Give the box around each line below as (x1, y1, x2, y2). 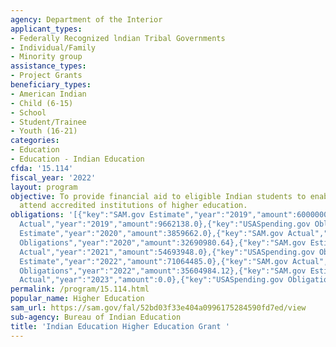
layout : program (10, 182, 78, 192)
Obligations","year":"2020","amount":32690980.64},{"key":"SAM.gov (19, 237, 307, 248)
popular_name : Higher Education (10, 294, 145, 304)
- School (10, 107, 47, 118)
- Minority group (10, 52, 83, 62)
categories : (10, 136, 60, 146)
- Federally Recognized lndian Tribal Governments (10, 33, 226, 43)
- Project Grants (10, 71, 83, 81)
